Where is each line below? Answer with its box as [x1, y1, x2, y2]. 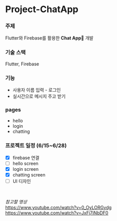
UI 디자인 [12, 178, 31, 184]
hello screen [12, 160, 39, 166]
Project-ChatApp [5, 4, 79, 15]
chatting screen [12, 171, 46, 178]
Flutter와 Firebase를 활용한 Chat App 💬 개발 [5, 35, 94, 41]
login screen [12, 166, 39, 172]
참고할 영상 [5, 199, 27, 205]
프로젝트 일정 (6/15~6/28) [5, 142, 67, 149]
